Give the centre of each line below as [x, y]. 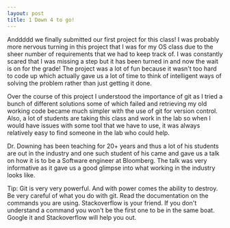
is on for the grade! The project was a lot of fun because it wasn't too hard [112, 68]
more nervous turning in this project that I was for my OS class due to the [110, 47]
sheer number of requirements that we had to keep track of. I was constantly [115, 54]
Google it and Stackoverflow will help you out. [72, 217]
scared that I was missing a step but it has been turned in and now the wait [113, 61]
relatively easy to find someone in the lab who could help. [88, 132]
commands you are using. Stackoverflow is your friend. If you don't [102, 203]
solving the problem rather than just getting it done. [79, 83]
